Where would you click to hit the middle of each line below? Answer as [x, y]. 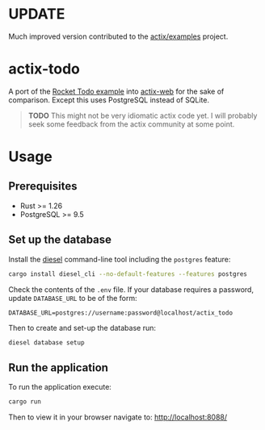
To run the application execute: [60, 387]
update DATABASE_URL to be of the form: [73, 298]
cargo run [25, 402]
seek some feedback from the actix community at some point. [131, 124]
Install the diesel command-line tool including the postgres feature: [120, 259]
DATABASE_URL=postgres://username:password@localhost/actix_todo [120, 313]
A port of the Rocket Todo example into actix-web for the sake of [116, 91]
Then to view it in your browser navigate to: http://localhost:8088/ [118, 417]
